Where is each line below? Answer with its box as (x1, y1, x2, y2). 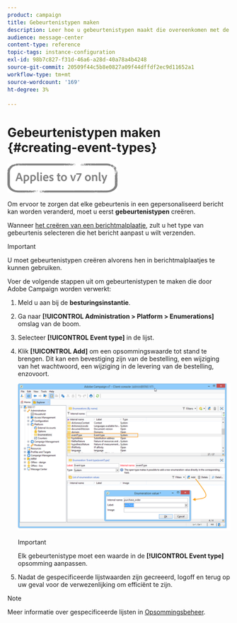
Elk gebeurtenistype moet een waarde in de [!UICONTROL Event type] (17, 552, 224, 560)
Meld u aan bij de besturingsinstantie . (17, 298, 131, 307)
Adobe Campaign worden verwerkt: (7, 285, 112, 293)
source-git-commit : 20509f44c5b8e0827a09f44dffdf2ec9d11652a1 (7, 64, 195, 71)
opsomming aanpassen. (17, 559, 88, 568)
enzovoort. (17, 370, 50, 378)
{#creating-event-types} (7, 140, 158, 156)
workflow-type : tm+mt (7, 71, 71, 78)
